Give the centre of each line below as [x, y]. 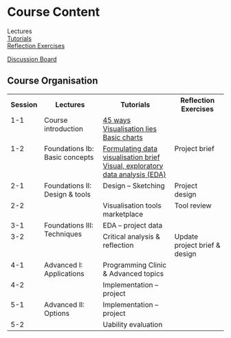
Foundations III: [69, 225]
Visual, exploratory [133, 166]
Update [186, 237]
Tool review [193, 206]
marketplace [123, 214]
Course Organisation [53, 81]
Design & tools [67, 194]
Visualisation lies [130, 128]
